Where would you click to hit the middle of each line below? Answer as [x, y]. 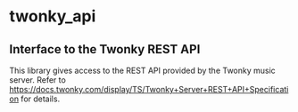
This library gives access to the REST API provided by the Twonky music [143, 70]
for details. [41, 99]
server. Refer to [38, 80]
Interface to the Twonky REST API [105, 49]
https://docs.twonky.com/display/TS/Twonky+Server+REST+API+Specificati [149, 89]
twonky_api [53, 16]
